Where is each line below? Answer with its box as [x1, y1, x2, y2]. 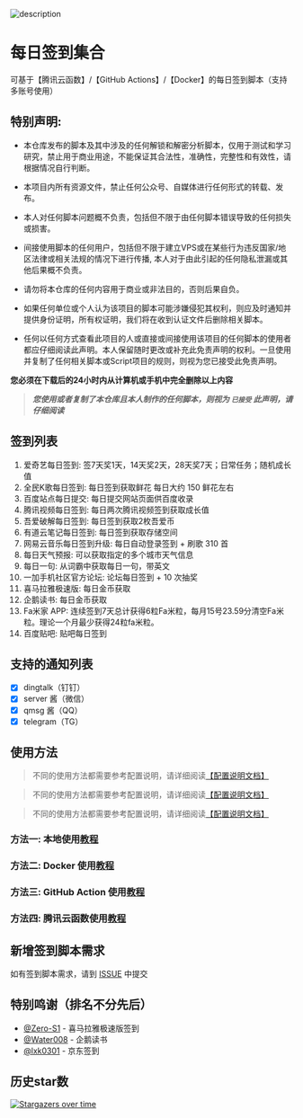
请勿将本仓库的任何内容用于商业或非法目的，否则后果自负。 [22, 283, 245, 294]
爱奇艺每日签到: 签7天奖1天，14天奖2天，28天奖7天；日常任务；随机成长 [22, 459, 291, 470]
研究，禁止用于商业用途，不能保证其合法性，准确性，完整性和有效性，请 [22, 151, 291, 162]
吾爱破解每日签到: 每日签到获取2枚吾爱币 [22, 515, 175, 526]
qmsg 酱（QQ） [22, 705, 83, 715]
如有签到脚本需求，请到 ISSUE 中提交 [10, 968, 148, 979]
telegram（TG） [22, 715, 84, 727]
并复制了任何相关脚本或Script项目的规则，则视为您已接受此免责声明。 [22, 355, 282, 366]
